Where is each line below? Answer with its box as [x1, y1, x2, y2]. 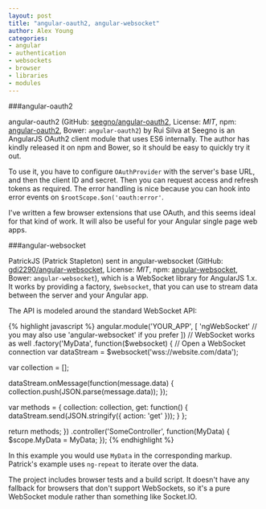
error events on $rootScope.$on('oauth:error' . [8, 192, 165, 202]
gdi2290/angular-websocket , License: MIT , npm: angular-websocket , [8, 265, 239, 274]
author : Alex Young [8, 27, 74, 35]
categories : [8, 34, 48, 43]
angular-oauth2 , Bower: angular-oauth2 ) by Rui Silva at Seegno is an [8, 125, 235, 135]
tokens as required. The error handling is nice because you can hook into [8, 183, 251, 193]
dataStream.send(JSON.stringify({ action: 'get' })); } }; [8, 411, 187, 421]
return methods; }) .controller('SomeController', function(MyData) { [8, 426, 231, 436]
